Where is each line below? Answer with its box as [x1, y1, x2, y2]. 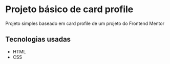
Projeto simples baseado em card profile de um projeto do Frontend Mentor [5, 20, 165, 26]
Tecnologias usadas [5, 35, 71, 44]
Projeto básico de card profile [5, 4, 134, 15]
